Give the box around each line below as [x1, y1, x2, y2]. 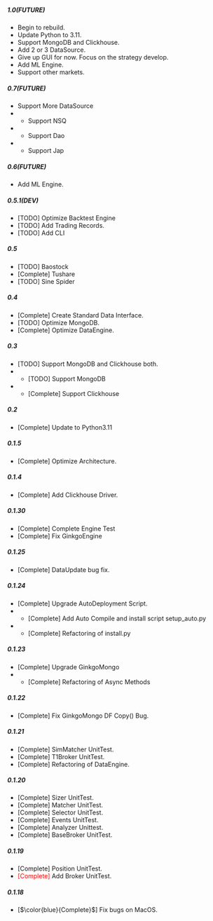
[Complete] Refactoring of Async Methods [27, 677, 151, 686]
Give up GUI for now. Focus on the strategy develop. [17, 53, 169, 61]
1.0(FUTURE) [7, 6, 46, 14]
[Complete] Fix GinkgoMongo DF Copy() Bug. [17, 711, 149, 720]
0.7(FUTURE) [7, 84, 46, 93]
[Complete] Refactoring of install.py [27, 629, 131, 637]
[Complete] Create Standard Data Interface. [17, 311, 144, 319]
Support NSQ [27, 116, 67, 125]
